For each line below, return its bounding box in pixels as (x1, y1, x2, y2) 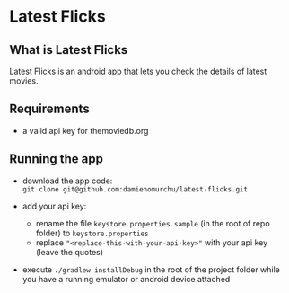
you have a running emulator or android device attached (22, 273, 231, 284)
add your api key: (22, 200, 87, 211)
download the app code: (22, 175, 113, 186)
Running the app (9, 151, 103, 167)
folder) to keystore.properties (35, 227, 150, 238)
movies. (9, 75, 39, 86)
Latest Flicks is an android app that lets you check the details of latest (9, 66, 267, 76)
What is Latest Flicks (9, 42, 128, 58)
